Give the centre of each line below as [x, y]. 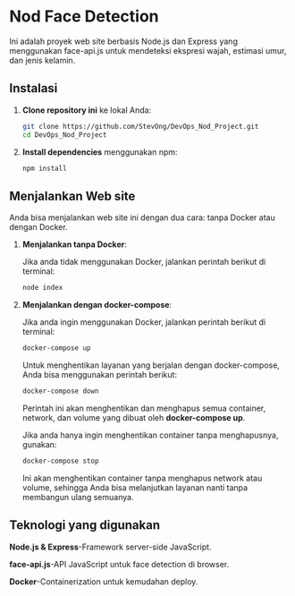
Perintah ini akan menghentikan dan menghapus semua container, [144, 408]
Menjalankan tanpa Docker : [75, 244]
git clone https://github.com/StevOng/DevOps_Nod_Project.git [140, 126]
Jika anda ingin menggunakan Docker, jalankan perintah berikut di [144, 322]
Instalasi [34, 88]
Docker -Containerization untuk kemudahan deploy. [104, 581]
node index [42, 288]
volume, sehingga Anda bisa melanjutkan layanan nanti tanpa [135, 487]
